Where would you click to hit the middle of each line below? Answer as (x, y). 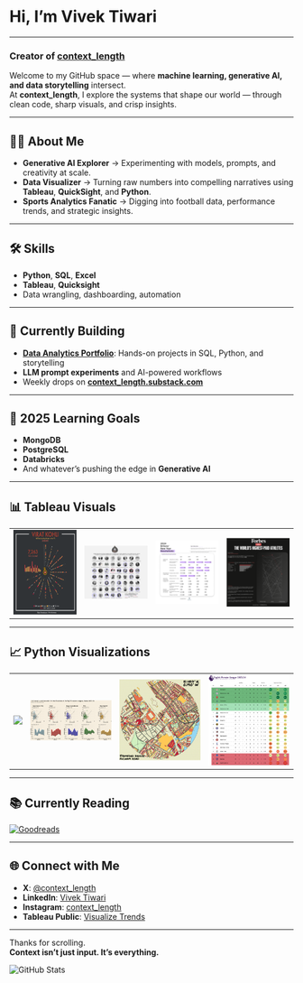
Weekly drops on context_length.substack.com (113, 382)
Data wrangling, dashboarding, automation (101, 294)
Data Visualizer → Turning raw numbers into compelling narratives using (158, 182)
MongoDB (41, 440)
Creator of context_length (67, 56)
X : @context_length (59, 887)
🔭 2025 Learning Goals (75, 418)
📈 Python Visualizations (80, 652)
